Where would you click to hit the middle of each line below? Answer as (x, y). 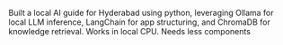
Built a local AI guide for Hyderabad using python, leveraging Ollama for (141, 13)
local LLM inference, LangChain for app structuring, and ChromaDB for (139, 22)
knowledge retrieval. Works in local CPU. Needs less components (129, 31)
